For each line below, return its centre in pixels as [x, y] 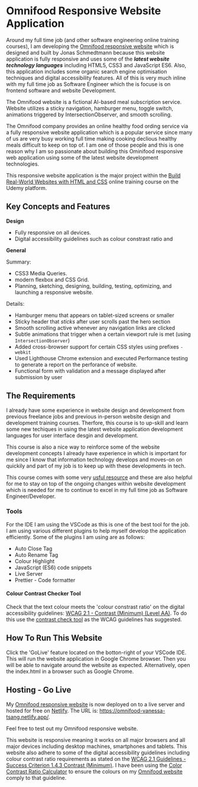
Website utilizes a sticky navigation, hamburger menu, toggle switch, [90, 108]
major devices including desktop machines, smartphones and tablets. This [97, 746]
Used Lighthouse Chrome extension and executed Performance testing [101, 358]
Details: [15, 303]
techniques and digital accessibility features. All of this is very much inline [96, 78]
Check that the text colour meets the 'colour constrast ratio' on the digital [95, 607]
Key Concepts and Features [58, 207]
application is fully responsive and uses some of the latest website [88, 59]
